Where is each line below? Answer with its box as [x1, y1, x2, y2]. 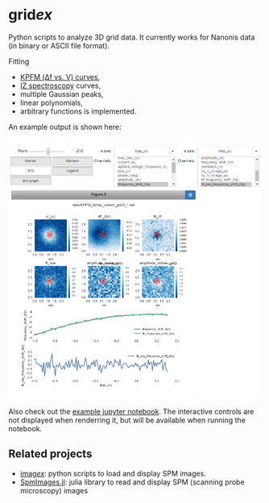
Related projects [8, 447, 93, 461]
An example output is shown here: [8, 122, 122, 131]
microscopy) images [19, 485, 89, 495]
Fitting [8, 56, 30, 66]
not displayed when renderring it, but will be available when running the [8, 415, 246, 425]
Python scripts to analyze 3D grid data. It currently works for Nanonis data [8, 32, 255, 42]
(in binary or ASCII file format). [8, 40, 110, 50]
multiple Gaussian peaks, [19, 89, 104, 98]
